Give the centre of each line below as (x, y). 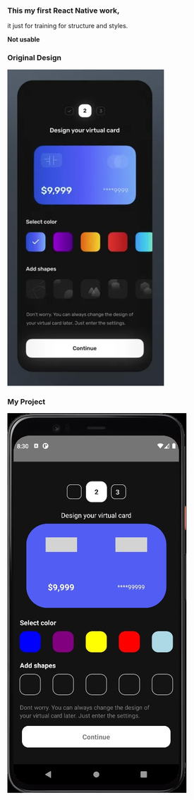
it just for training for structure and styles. (68, 26)
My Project (26, 402)
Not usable (24, 39)
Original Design (35, 58)
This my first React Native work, (63, 11)
